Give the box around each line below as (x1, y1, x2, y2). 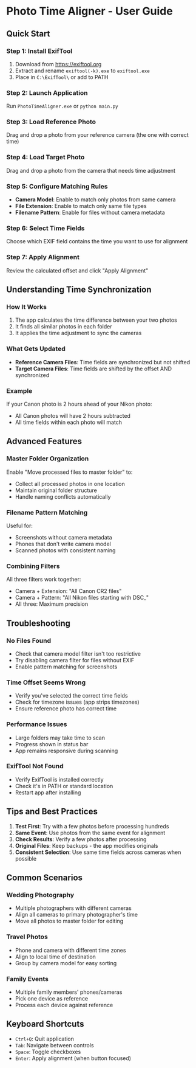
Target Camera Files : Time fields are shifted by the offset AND (15, 365, 172, 372)
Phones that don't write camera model (15, 540, 111, 547)
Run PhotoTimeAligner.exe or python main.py (6, 102, 118, 110)
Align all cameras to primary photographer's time (15, 911, 138, 918)
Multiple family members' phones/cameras (15, 988, 123, 996)
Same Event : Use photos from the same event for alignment (15, 829, 166, 836)
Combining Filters (6, 561, 60, 570)
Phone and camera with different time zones (15, 946, 126, 954)
